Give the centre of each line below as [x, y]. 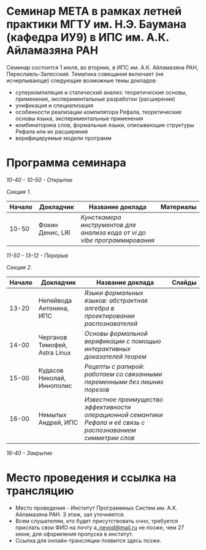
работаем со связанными [123, 374]
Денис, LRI [54, 233]
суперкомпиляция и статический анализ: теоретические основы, [101, 92]
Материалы [178, 207]
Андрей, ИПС [58, 422]
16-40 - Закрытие [29, 453]
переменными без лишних [124, 382]
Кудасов [51, 370]
